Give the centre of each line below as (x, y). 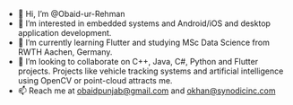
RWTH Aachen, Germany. (65, 52)
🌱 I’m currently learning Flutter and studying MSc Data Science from (144, 42)
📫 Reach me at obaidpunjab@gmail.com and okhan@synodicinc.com (146, 91)
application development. (65, 33)
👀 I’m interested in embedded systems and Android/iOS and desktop (144, 23)
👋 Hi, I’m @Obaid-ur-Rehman (71, 14)
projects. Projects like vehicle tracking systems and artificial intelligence (151, 71)
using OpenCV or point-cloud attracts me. (95, 80)
